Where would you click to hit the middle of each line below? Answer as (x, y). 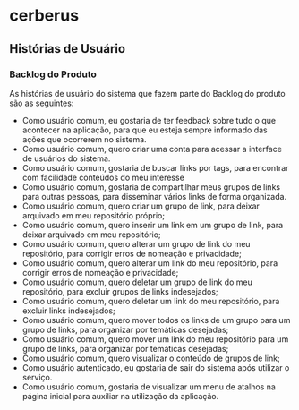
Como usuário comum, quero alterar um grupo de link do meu (136, 243)
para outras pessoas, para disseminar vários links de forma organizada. (154, 196)
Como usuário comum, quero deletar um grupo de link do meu (137, 282)
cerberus (44, 16)
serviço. (37, 377)
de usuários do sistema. (66, 158)
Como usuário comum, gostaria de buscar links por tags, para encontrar (155, 167)
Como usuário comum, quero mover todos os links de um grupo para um (156, 320)
